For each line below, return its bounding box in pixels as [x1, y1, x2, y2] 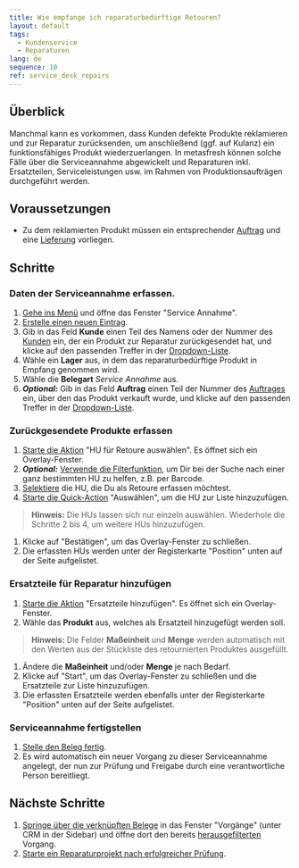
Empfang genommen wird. [21, 364, 120, 375]
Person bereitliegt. [21, 770, 91, 780]
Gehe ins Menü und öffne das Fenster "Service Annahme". [21, 307, 238, 318]
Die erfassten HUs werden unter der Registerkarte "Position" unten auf [21, 546, 283, 556]
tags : [9, 29, 29, 38]
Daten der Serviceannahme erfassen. [9, 287, 176, 299]
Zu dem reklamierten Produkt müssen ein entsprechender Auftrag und [21, 225, 281, 236]
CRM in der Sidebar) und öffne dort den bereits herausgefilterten [21, 829, 262, 839]
